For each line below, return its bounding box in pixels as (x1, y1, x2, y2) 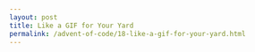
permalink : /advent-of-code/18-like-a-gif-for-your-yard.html (9, 29, 246, 38)
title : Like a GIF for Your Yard (9, 21, 134, 30)
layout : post (9, 12, 58, 22)
